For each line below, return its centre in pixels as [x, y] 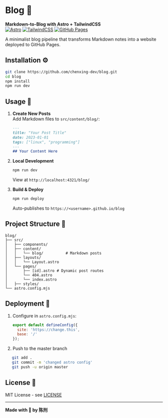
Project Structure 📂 [35, 224]
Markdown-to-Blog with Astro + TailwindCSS [53, 24]
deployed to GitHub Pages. [33, 44]
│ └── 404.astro [29, 275]
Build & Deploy [28, 190]
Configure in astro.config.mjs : [44, 316]
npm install [17, 81]
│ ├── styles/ [22, 284]
